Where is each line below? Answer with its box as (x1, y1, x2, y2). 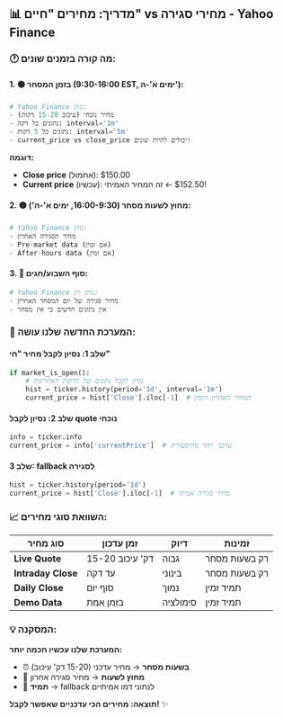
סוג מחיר (27, 537, 65, 550)
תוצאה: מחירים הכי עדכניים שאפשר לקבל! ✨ (9, 698, 169, 709)
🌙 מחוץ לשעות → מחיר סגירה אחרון (22, 671, 146, 682)
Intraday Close (13, 567, 78, 579)
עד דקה (86, 567, 116, 579)
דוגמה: (9, 151, 34, 163)
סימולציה (162, 597, 197, 609)
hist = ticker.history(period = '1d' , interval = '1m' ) (25, 385, 223, 394)
